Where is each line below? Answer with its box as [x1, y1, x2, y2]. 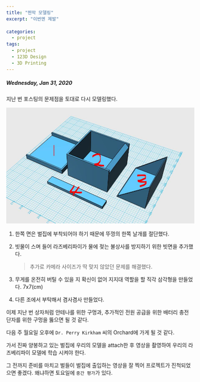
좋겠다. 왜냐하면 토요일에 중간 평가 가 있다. [17, 369, 113, 376]
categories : [6, 29, 36, 35]
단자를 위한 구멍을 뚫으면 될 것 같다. [6, 316, 89, 323]
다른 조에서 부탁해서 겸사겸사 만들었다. [14, 296, 104, 303]
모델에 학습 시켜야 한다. [32, 349, 86, 356]
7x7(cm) [23, 283, 44, 290]
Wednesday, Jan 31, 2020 [6, 80, 73, 87]
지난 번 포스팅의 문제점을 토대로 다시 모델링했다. [6, 95, 118, 102]
